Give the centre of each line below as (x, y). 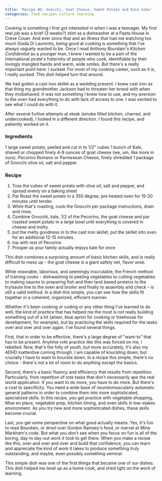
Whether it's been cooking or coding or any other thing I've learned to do (78, 307)
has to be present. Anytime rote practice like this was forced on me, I (74, 342)
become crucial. (21, 414)
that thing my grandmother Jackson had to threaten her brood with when (78, 89)
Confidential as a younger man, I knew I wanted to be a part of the (71, 53)
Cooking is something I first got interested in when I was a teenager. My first (81, 28)
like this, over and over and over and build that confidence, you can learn (78, 443)
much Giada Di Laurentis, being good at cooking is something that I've (75, 43)
